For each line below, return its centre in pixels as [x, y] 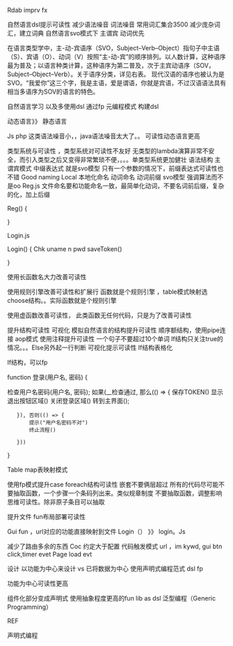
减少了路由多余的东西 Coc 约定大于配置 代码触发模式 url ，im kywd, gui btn [115, 546]
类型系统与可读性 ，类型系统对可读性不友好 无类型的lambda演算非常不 [108, 151]
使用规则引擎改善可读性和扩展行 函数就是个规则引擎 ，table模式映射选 [107, 292]
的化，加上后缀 [29, 194]
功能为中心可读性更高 [38, 583]
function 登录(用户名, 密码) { [48, 377]
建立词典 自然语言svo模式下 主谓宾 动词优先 [82, 33]
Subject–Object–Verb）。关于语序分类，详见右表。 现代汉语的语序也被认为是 [116, 74]
